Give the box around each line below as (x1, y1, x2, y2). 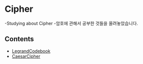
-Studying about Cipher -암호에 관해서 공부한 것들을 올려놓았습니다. (4, 20, 139, 26)
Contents (4, 35, 34, 43)
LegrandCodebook (11, 48, 51, 54)
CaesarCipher (11, 53, 41, 59)
